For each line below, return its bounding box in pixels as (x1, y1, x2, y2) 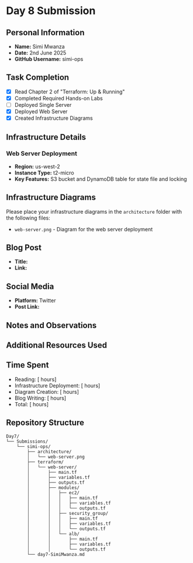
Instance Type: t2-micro (14, 169, 74, 176)
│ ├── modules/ (27, 484, 80, 491)
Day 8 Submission (6, 4, 96, 18)
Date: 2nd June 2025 (14, 49, 67, 56)
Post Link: (14, 304, 40, 311)
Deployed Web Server (14, 108, 68, 115)
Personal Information (6, 28, 85, 38)
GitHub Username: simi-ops (14, 56, 84, 62)
